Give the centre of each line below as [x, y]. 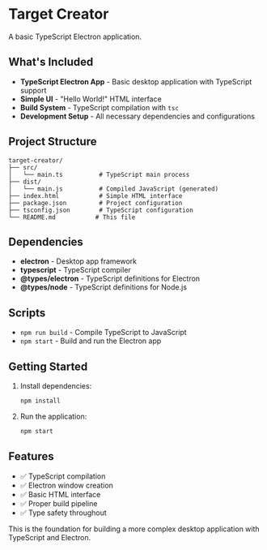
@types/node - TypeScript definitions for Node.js [104, 287]
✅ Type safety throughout [63, 513]
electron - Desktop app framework [78, 261]
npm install [40, 401]
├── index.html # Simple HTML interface [95, 196]
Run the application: [53, 416]
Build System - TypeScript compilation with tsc [100, 107]
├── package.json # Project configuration [95, 203]
